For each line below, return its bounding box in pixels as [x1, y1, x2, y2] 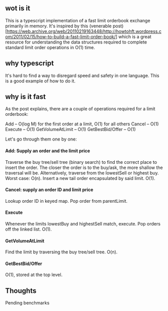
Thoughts [5, 286, 37, 295]
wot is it [5, 4, 30, 13]
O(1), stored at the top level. [5, 272, 63, 278]
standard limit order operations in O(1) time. [5, 44, 96, 50]
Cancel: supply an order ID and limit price [5, 187, 94, 193]
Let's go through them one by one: [5, 136, 77, 142]
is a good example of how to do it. [5, 78, 76, 84]
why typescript [5, 59, 54, 68]
